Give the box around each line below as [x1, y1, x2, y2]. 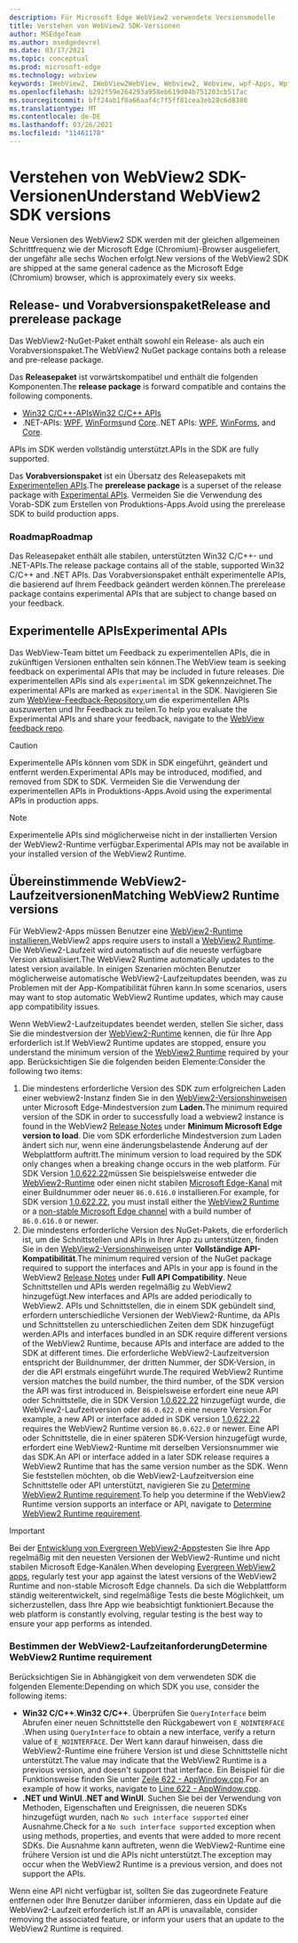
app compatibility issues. [9, 1001, 100, 1012]
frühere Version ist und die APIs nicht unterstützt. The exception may [21, 1849, 272, 1859]
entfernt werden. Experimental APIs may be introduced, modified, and [9, 767, 263, 777]
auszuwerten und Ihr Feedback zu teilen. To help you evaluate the [9, 703, 248, 714]
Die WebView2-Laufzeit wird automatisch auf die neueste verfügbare [9, 944, 263, 955]
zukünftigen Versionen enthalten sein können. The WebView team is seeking [9, 656, 286, 667]
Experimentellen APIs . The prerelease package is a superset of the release [9, 479, 282, 490]
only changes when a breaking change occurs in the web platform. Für [21, 1158, 281, 1169]
